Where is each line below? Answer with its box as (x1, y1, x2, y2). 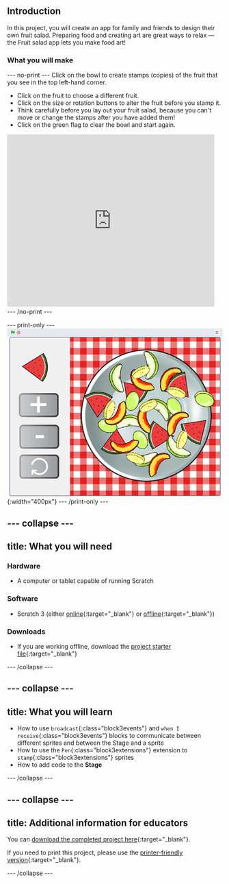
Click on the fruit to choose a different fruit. (16, 92, 139, 100)
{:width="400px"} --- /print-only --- (7, 497, 109, 506)
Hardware (7, 562, 41, 571)
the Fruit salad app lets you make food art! (7, 38, 126, 47)
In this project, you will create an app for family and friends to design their (7, 23, 215, 32)
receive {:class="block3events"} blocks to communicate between (16, 732, 202, 740)
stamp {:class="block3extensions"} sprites (16, 754, 135, 762)
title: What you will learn (7, 706, 113, 717)
